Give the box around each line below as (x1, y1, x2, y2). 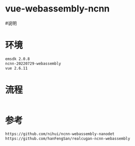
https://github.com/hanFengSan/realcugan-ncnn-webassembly (5, 136, 131, 141)
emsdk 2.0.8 (5, 56, 30, 61)
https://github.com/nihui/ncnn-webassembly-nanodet (5, 131, 115, 136)
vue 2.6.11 (5, 65, 28, 70)
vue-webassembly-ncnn (5, 3, 110, 14)
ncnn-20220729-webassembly (5, 61, 61, 66)
